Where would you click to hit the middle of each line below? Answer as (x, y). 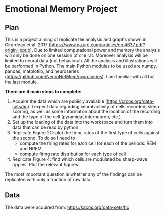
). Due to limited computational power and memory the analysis (95, 50)
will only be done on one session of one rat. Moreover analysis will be (77, 55)
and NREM (31, 149)
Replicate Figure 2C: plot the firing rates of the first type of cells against (86, 133)
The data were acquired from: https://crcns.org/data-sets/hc (67, 207)
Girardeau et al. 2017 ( (28, 45)
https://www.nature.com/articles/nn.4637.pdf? (97, 45)
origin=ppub (18, 50)
